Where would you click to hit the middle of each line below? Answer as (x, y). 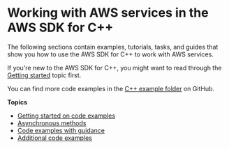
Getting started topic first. (44, 75)
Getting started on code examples (66, 116)
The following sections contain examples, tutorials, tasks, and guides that (113, 47)
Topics (17, 102)
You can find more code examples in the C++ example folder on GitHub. (111, 88)
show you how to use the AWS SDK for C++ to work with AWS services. (111, 54)
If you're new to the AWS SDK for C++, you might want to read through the (114, 68)
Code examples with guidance (61, 130)
